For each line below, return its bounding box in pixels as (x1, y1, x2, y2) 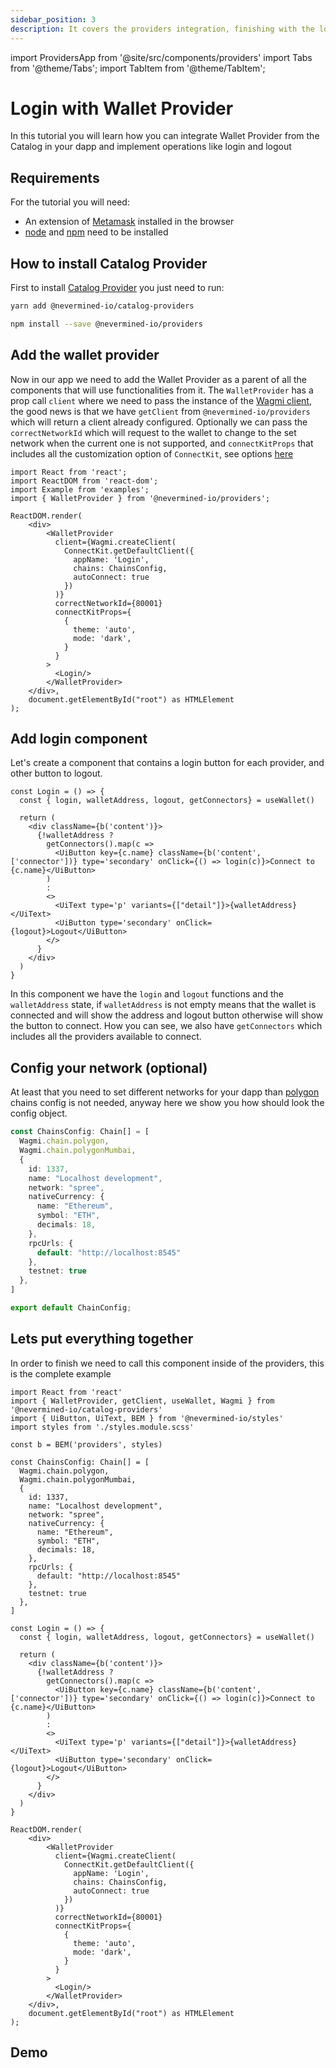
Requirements (10, 169, 100, 186)
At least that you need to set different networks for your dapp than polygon (10, 1086, 320, 1098)
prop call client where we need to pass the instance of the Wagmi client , (10, 394, 312, 406)
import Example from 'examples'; (10, 484, 150, 495)
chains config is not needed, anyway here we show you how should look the (10, 1097, 325, 1109)
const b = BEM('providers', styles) (10, 1439, 163, 1450)
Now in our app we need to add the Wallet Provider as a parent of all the (10, 373, 307, 385)
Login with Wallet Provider (10, 97, 234, 120)
